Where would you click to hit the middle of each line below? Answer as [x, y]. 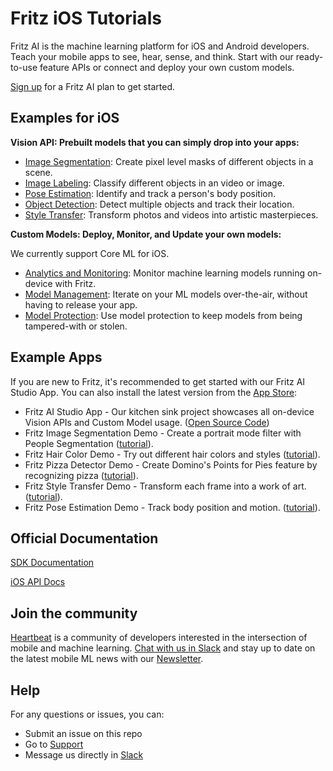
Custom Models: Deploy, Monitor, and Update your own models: [146, 234]
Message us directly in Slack [84, 755]
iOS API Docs [38, 582]
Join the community [74, 613]
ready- [309, 56]
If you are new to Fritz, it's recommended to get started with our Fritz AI [158, 381]
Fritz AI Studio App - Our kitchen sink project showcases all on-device [169, 411]
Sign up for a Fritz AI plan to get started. [93, 86]
